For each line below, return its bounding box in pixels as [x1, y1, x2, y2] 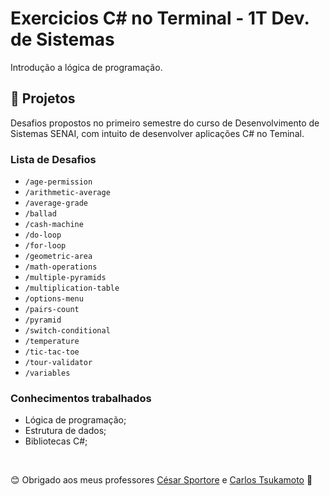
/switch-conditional [24, 326, 111, 336]
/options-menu [24, 294, 84, 304]
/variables [24, 368, 71, 379]
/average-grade [24, 198, 89, 209]
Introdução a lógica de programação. [10, 61, 163, 73]
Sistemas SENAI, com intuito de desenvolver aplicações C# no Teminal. [10, 127, 305, 139]
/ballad [24, 209, 57, 219]
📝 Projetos [10, 90, 76, 107]
